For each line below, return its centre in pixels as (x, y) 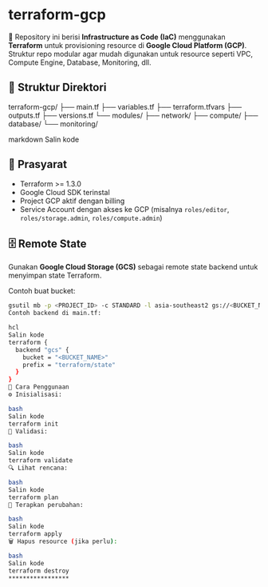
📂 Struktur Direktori (57, 88)
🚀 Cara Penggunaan (39, 387)
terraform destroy (39, 571)
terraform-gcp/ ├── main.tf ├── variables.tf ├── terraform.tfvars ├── (125, 106)
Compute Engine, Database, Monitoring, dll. (80, 62)
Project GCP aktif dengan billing (72, 201)
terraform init (33, 424)
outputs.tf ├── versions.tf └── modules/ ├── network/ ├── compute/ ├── (133, 115)
